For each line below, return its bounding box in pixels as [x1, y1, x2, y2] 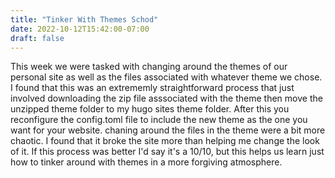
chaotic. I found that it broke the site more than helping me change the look [10, 135, 320, 147]
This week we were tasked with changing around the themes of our [10, 61, 288, 73]
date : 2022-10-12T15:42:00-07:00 [10, 24, 150, 34]
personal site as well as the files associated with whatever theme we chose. [10, 71, 323, 83]
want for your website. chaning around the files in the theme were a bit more [10, 124, 326, 136]
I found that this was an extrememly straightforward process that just [10, 82, 295, 94]
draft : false [10, 33, 65, 43]
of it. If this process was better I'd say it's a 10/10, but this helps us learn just [10, 146, 325, 158]
